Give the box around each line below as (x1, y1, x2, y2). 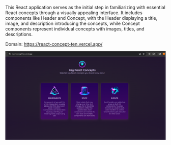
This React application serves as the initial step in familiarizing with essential (5, 5, 165, 10)
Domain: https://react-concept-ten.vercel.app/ (5, 41, 103, 47)
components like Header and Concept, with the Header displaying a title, (5, 15, 158, 21)
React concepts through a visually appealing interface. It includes (5, 10, 142, 16)
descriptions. (5, 31, 33, 37)
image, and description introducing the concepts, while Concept (5, 20, 140, 26)
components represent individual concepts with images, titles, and (5, 26, 145, 32)
